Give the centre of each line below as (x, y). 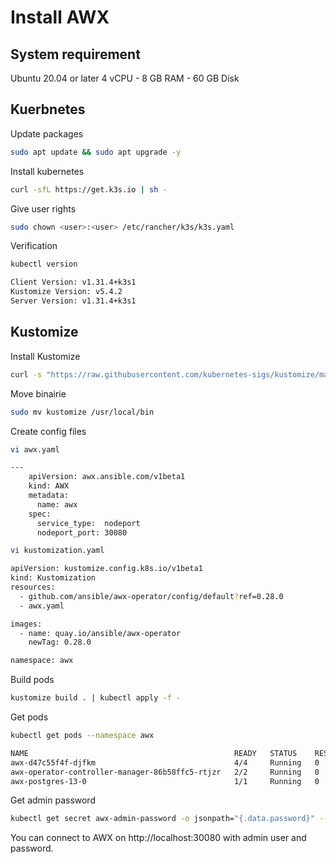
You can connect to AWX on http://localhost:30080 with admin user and (158, 838)
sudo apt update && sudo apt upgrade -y (96, 152)
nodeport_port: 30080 (82, 532)
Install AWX (60, 17)
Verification (34, 246)
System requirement (75, 54)
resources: (33, 587)
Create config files (48, 431)
